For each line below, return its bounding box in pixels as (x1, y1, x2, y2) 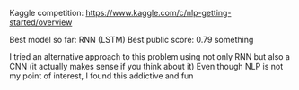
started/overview (9, 17, 73, 28)
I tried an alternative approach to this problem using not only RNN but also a (9, 52, 290, 61)
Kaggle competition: (9, 8, 84, 18)
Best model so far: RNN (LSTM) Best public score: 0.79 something (9, 35, 254, 45)
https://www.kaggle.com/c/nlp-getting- (84, 8, 232, 18)
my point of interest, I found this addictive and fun (9, 70, 194, 81)
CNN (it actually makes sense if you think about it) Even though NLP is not (9, 61, 284, 71)
